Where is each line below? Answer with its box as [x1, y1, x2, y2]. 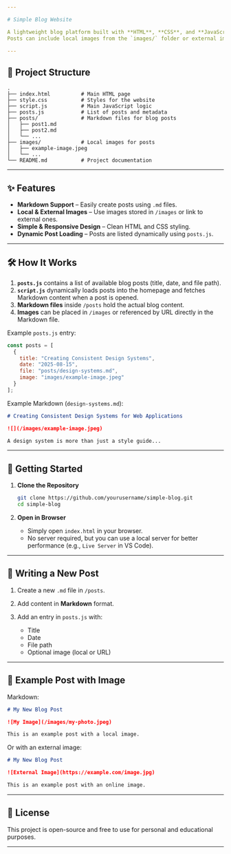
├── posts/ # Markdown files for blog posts [7, 115, 177, 122]
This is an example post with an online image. [7, 782, 146, 789]
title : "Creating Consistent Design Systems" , [19, 355, 155, 362]
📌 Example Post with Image [7, 674, 126, 686]
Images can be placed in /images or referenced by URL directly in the [16, 308, 214, 316]
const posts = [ [7, 342, 54, 348]
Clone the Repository [16, 481, 79, 490]
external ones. [16, 215, 58, 223]
